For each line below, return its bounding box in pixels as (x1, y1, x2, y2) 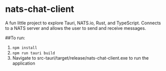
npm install (12, 45, 37, 50)
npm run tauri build (12, 51, 55, 56)
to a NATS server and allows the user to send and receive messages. (5, 25, 147, 31)
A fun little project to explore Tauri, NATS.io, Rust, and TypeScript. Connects (5, 20, 161, 26)
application (12, 60, 36, 66)
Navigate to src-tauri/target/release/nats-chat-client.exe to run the (12, 55, 149, 61)
